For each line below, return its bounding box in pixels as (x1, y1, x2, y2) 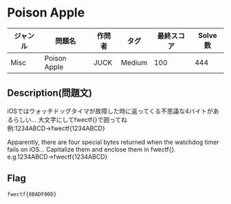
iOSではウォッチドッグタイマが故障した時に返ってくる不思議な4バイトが (7, 107, 213, 115)
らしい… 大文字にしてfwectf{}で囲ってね (12, 115, 128, 123)
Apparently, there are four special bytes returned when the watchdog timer (7, 138, 220, 146)
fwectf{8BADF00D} (7, 191, 57, 198)
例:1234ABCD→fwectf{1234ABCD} (7, 124, 105, 132)
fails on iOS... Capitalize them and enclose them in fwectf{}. (7, 145, 177, 153)
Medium (120, 57, 148, 67)
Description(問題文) (7, 88, 93, 99)
